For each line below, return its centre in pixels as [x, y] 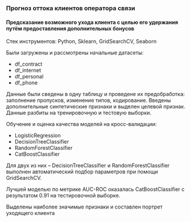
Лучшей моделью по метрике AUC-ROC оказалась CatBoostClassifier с [95, 189]
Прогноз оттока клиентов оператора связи [71, 8]
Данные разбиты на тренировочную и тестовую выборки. [79, 113]
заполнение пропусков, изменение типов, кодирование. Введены [88, 100]
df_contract [28, 64]
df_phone [26, 83]
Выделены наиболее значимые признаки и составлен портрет [84, 207]
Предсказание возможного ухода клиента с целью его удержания [92, 22]
